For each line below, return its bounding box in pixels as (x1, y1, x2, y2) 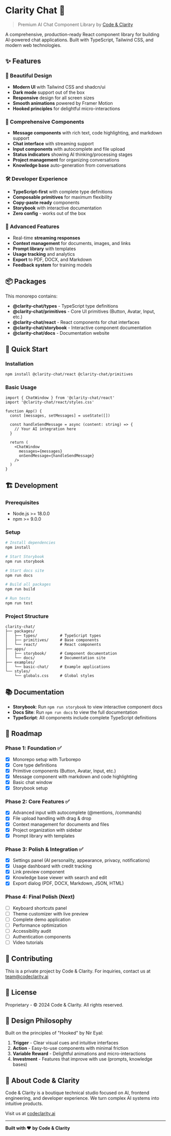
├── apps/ (5, 646, 26, 652)
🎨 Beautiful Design (5, 72, 52, 79)
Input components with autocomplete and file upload (12, 146, 125, 152)
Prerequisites (5, 499, 39, 506)
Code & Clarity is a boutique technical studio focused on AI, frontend (5, 1090, 150, 1096)
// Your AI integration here (14, 426, 76, 432)
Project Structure (5, 612, 49, 619)
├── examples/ (5, 660, 36, 665)
